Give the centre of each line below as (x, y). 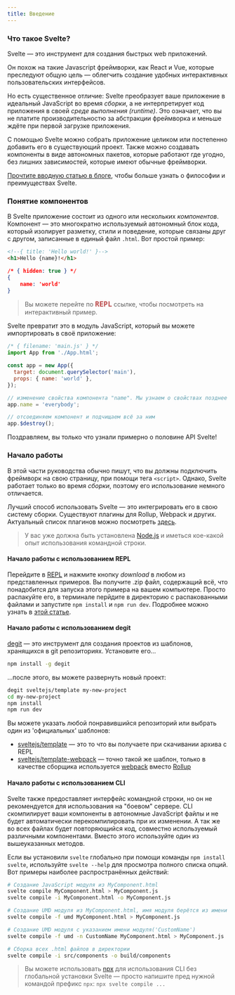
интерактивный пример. (61, 312)
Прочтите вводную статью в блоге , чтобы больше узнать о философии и (116, 175)
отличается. (25, 493)
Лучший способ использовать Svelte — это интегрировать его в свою (113, 506)
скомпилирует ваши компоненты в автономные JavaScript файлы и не (113, 814)
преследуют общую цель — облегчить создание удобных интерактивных (117, 75)
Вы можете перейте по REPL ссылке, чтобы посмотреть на (114, 304)
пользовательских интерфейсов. (56, 82)
